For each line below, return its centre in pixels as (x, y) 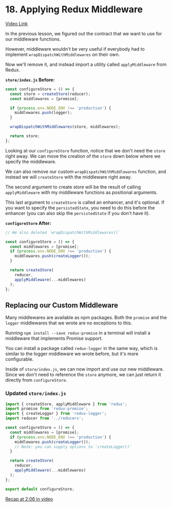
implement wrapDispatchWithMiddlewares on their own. (63, 54)
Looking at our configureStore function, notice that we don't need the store (85, 150)
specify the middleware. (31, 161)
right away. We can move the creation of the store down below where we (83, 156)
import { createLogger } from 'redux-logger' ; (56, 414)
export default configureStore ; (40, 489)
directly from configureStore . (36, 380)
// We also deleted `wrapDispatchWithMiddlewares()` (63, 232)
